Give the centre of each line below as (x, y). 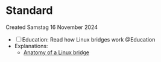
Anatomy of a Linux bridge (56, 52)
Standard (29, 11)
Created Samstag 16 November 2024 (52, 27)
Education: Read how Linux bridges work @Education (89, 39)
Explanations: (31, 46)
